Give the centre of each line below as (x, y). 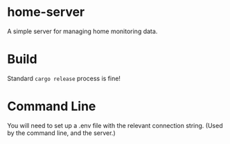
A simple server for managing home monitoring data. (82, 31)
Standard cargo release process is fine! (64, 78)
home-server (46, 12)
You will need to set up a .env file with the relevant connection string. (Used (115, 125)
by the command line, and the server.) (61, 133)
